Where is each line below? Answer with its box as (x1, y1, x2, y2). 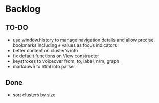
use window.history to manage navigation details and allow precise (12, 37, 154, 43)
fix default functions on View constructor (12, 53, 99, 59)
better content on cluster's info (12, 48, 78, 53)
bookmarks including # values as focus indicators (12, 42, 117, 48)
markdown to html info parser (12, 64, 75, 70)
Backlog (5, 3, 41, 15)
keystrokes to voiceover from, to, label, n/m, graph (12, 58, 119, 64)
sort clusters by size (12, 92, 56, 98)
